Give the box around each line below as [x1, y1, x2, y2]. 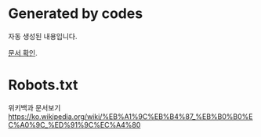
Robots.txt [8, 76, 78, 94]
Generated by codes [8, 5, 143, 23]
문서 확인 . [8, 48, 38, 57]
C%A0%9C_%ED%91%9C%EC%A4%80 [8, 120, 141, 129]
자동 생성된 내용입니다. [8, 31, 78, 41]
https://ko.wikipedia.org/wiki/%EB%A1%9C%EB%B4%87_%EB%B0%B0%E [8, 111, 253, 121]
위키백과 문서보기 [8, 103, 61, 112]
